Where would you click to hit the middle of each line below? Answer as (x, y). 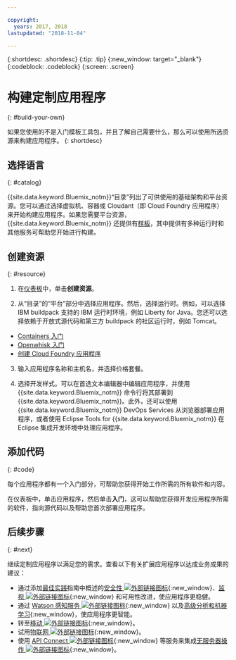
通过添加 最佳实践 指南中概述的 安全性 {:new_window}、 (118, 587)
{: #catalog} (25, 182)
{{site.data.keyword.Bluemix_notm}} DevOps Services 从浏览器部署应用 (121, 410)
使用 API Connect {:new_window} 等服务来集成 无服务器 (119, 640)
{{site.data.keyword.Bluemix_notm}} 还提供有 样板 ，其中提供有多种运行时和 (116, 223)
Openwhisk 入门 (41, 344)
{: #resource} (27, 274)
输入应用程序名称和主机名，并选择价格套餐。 (82, 368)
